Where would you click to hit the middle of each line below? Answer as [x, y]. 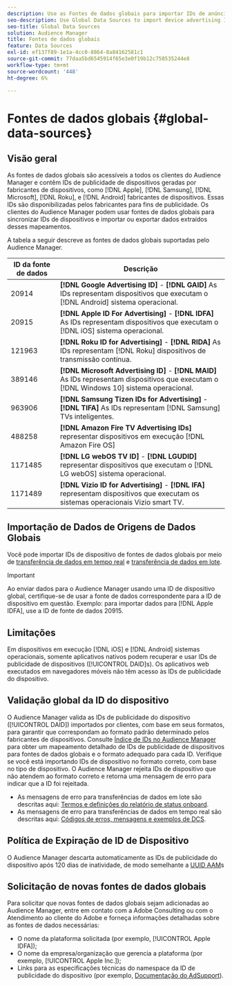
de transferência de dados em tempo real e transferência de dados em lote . [115, 562]
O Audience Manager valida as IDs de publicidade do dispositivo [99, 717]
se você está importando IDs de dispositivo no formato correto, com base [112, 761]
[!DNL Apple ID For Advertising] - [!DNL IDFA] [137, 314]
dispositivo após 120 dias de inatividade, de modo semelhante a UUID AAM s [116, 865]
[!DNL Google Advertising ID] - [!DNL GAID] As [138, 285]
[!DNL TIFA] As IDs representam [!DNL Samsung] [140, 408]
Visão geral [32, 158]
